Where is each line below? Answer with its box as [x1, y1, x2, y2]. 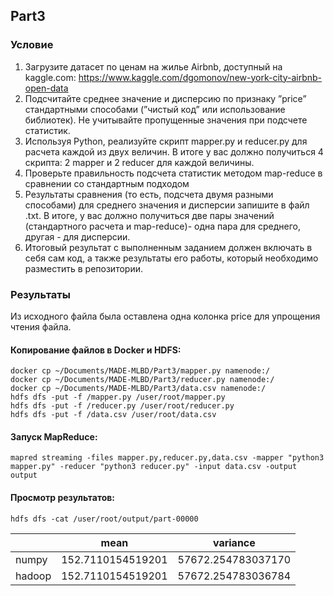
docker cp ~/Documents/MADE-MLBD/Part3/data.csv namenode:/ [10, 384, 267, 394]
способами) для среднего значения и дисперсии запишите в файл [24, 199, 310, 211]
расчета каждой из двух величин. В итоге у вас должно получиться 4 [24, 145, 324, 158]
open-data [24, 82, 69, 94]
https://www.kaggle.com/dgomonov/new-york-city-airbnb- [78, 71, 322, 83]
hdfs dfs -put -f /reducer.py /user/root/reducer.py [10, 401, 235, 411]
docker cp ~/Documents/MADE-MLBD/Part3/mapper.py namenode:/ [10, 366, 271, 376]
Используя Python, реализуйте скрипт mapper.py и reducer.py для [24, 135, 308, 147]
